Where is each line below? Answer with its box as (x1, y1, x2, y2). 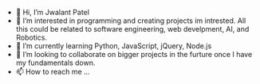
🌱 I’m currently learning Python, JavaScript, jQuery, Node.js (15, 41, 212, 51)
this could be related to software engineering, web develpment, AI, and (15, 25, 250, 33)
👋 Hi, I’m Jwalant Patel (15, 8, 90, 17)
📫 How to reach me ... (15, 67, 90, 76)
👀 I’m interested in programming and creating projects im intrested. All (15, 16, 246, 25)
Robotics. (15, 32, 48, 42)
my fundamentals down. (15, 58, 96, 67)
